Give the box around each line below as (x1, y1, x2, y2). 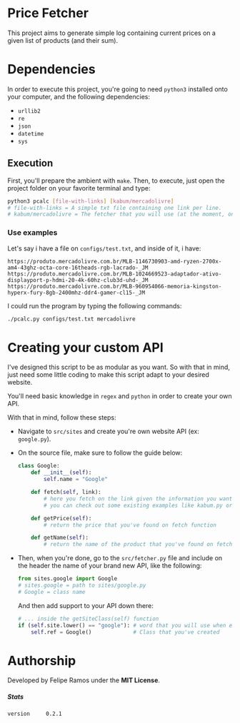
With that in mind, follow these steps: (7, 413, 116, 422)
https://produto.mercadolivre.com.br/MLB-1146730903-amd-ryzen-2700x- (7, 258, 222, 265)
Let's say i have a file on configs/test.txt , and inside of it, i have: (7, 244, 201, 253)
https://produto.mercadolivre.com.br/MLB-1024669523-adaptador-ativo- (7, 270, 222, 278)
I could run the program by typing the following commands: (7, 301, 182, 310)
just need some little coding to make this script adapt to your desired (7, 370, 209, 379)
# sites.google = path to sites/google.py (17, 582, 146, 590)
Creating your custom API (7, 339, 164, 355)
